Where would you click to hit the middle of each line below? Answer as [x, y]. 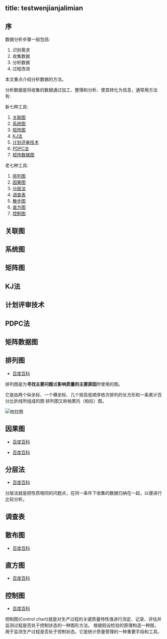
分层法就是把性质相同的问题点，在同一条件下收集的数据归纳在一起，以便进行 [83, 493]
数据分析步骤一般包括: [28, 39]
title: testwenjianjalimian [44, 8]
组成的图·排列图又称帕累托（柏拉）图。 [67, 401]
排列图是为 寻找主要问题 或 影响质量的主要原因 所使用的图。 [64, 384]
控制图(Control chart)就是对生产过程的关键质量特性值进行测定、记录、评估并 [83, 619]
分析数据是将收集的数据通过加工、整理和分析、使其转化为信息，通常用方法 [81, 90]
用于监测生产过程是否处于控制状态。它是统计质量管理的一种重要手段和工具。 [83, 632]
